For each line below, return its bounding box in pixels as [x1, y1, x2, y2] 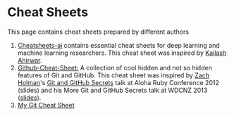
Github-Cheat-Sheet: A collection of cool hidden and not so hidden [17, 63, 213, 72]
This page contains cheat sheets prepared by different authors [7, 27, 189, 36]
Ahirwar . [17, 56, 42, 64]
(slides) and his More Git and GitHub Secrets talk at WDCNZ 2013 [17, 86, 208, 94]
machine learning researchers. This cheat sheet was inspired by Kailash [17, 49, 227, 57]
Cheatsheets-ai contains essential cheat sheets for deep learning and [17, 41, 220, 49]
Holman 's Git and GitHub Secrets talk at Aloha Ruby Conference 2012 [17, 78, 220, 86]
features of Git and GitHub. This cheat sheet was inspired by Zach [17, 71, 210, 79]
